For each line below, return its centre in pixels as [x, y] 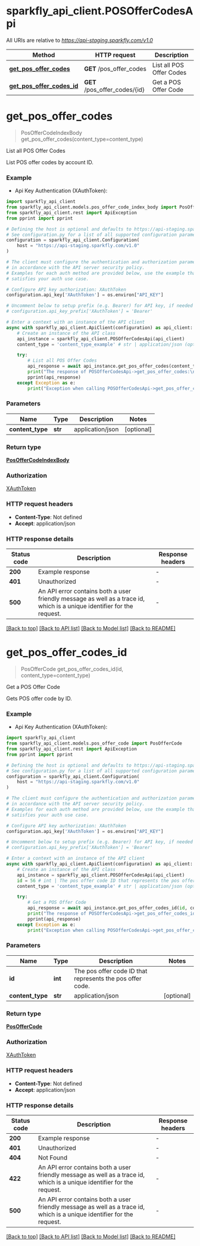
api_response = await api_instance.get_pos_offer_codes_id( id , [107, 908]
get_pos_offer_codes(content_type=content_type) [82, 139]
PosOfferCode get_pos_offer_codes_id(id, [72, 669]
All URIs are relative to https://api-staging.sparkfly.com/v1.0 [80, 40]
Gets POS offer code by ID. [39, 698]
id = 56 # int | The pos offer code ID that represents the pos [98, 881]
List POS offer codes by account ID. [50, 162]
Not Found [52, 1158]
